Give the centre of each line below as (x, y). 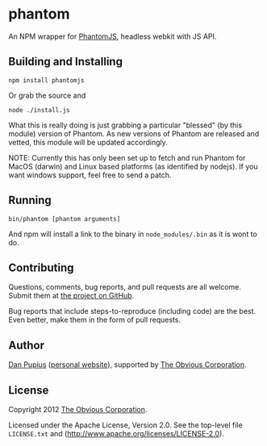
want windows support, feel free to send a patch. (90, 175)
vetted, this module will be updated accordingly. (88, 142)
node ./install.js (39, 110)
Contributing (41, 267)
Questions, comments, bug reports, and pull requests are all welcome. (125, 287)
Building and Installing (66, 62)
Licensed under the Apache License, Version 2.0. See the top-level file (126, 425)
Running (30, 200)
